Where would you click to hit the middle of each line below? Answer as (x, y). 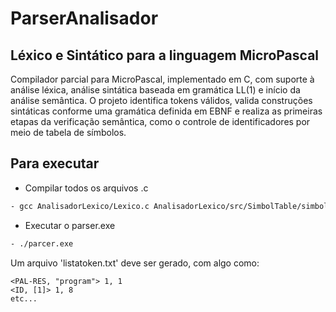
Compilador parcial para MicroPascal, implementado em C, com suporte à (162, 79)
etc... (24, 298)
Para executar (55, 163)
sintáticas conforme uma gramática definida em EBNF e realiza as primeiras (166, 111)
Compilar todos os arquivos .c (86, 188)
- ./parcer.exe (42, 243)
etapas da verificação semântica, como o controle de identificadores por (160, 121)
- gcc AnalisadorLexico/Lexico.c (80, 206)
